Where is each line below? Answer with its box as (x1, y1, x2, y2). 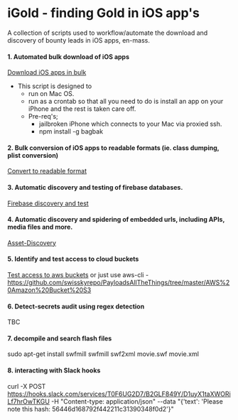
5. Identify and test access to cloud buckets (7, 254, 139, 264)
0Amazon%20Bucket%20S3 (7, 286, 92, 294)
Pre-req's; (28, 112, 58, 121)
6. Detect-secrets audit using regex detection (7, 302, 145, 311)
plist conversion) (7, 151, 59, 159)
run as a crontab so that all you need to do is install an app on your (28, 97, 224, 106)
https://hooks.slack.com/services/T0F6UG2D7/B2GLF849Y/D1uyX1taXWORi (7, 389, 231, 398)
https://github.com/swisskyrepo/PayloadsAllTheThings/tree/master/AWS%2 (7, 278, 230, 286)
